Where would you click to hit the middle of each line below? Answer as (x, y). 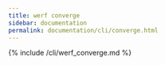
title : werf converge (44, 15)
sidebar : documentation (48, 23)
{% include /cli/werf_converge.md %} (70, 53)
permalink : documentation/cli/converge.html (83, 30)
